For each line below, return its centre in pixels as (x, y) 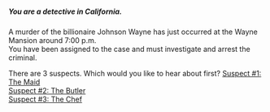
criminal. (23, 58)
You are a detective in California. (65, 11)
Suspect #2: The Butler (47, 90)
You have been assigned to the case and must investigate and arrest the (129, 49)
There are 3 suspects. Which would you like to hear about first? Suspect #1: (135, 73)
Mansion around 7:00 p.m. (52, 40)
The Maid (24, 82)
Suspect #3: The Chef (46, 99)
